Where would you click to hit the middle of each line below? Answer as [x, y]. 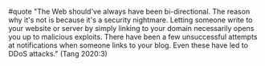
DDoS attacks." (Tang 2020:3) [58, 54]
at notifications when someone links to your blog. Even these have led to [128, 45]
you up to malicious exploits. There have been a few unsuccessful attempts [133, 37]
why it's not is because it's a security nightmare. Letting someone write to [130, 20]
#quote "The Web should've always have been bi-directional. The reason [129, 12]
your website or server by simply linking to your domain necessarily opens [131, 28]
